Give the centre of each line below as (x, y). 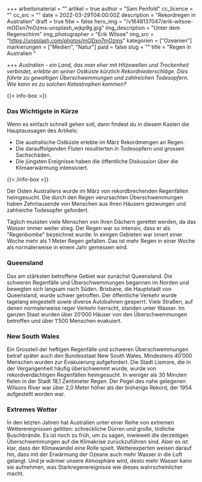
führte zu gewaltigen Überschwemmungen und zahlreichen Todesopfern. (98, 78)
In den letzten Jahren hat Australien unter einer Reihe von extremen (90, 423)
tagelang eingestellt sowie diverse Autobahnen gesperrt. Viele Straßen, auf (100, 301)
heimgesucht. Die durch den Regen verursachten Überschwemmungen (95, 197)
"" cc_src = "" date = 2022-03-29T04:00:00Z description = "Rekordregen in (101, 15)
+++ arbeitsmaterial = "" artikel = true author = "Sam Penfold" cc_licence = (100, 9)
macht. (16, 474)
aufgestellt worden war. (36, 394)
